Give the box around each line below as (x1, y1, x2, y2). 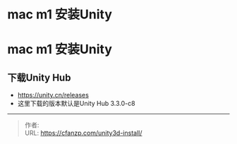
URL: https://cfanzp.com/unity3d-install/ (24, 128, 142, 138)
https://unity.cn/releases (17, 91, 90, 100)
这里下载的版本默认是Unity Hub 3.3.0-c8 (17, 100, 135, 108)
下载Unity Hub (7, 71, 71, 83)
